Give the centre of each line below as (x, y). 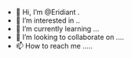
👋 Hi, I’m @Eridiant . (48, 12)
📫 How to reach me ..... (54, 46)
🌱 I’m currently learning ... (57, 29)
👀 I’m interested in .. (48, 20)
